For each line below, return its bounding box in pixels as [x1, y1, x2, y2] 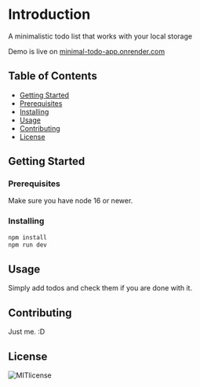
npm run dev [8, 241, 47, 249]
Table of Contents [8, 69, 98, 83]
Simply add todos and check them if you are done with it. [8, 283, 193, 293]
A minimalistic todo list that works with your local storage [8, 31, 193, 41]
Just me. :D [8, 327, 45, 337]
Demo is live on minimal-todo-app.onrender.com [8, 46, 165, 56]
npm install [8, 233, 47, 241]
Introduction [8, 5, 91, 24]
